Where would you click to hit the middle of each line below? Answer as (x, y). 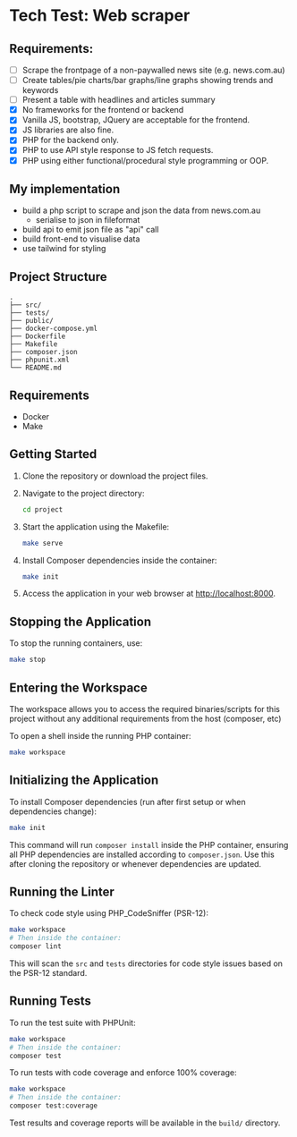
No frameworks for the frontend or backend (103, 110)
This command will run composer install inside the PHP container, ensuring (149, 844)
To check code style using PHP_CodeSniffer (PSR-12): (109, 913)
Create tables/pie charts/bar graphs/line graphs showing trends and (148, 81)
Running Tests (50, 1001)
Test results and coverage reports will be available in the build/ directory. (145, 1123)
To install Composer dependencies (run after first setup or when (127, 802)
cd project (42, 509)
